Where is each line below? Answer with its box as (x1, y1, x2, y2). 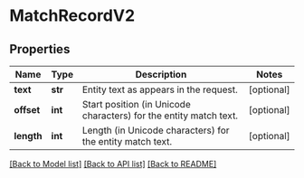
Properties (9, 42, 71, 57)
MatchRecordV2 (9, 5, 136, 26)
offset (14, 104, 41, 116)
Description (135, 69, 187, 80)
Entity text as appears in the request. (81, 83, 238, 96)
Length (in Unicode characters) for (81, 124, 230, 136)
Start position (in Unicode (81, 98, 192, 110)
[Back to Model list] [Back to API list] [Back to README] (9, 159, 217, 169)
